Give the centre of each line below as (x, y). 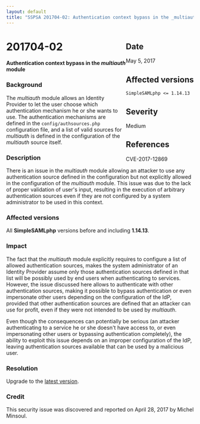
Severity (142, 112)
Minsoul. (17, 416)
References (148, 144)
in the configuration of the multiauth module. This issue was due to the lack (99, 183)
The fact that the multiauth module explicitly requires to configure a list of (96, 259)
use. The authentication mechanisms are (56, 117)
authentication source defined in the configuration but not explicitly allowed (99, 177)
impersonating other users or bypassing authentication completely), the (94, 333)
